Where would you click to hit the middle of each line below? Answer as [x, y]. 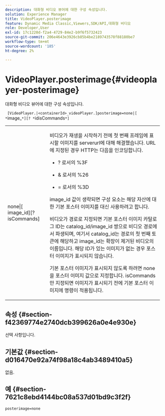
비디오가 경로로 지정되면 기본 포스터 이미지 [96, 219]
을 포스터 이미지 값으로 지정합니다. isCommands [102, 276]
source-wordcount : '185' [30, 46]
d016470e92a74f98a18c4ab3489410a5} [69, 360]
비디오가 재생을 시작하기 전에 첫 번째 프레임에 [99, 136]
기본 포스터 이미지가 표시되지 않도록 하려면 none [102, 268]
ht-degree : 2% [20, 51]
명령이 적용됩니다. [84, 291]
